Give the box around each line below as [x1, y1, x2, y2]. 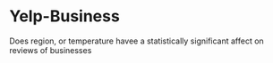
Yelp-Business [9, 6, 121, 27]
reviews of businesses [9, 44, 92, 55]
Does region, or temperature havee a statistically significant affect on [9, 35, 264, 46]
